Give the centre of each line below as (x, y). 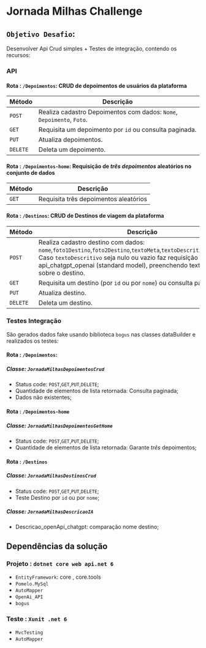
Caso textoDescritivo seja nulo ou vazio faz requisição (118, 257)
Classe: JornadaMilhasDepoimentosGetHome (59, 425)
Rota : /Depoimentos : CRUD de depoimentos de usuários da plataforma (97, 86)
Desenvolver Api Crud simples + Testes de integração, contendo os (92, 48)
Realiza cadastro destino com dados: (92, 242)
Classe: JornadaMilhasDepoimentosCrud (55, 369)
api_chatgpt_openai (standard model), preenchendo (113, 265)
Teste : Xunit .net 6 (37, 619)
